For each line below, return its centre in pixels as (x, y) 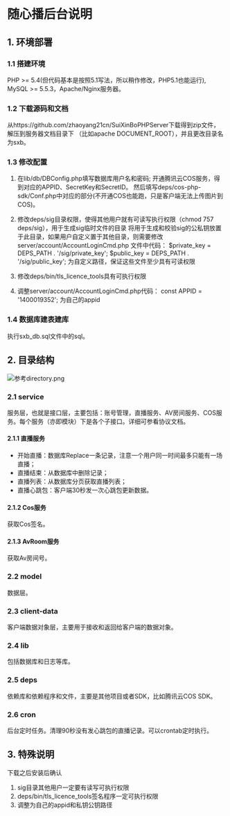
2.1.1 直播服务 (26, 438)
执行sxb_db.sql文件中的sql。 (48, 336)
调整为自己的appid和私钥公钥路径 (65, 805)
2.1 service (26, 397)
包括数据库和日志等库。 (41, 662)
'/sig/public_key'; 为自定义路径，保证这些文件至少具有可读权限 (106, 262)
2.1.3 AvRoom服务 (33, 541)
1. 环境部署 (30, 42)
